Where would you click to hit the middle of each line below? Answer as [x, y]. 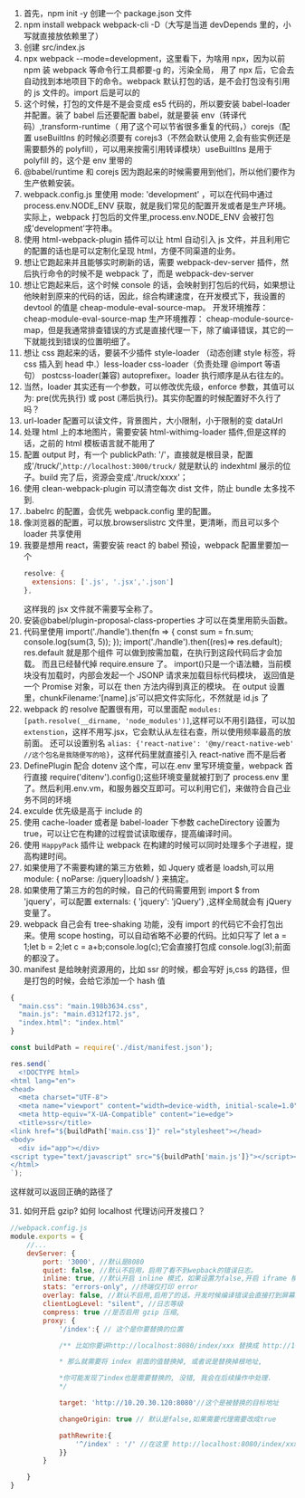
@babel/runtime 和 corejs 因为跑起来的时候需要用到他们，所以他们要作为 [159, 172]
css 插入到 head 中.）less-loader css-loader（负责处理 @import [143, 364]
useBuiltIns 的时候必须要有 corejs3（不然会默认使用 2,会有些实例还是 [162, 138]
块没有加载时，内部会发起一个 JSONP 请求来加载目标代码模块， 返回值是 [159, 675]
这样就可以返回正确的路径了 [62, 1192]
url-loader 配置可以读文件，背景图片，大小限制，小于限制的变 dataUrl [153, 420]
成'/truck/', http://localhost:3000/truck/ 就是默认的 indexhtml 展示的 [153, 466]
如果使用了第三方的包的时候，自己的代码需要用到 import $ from [142, 890]
